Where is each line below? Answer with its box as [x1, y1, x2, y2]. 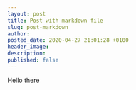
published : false [7, 57, 59, 64]
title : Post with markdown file [7, 17, 103, 24]
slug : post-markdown [7, 23, 69, 30]
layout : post [7, 10, 46, 18]
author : [7, 30, 31, 38]
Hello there [7, 76, 40, 84]
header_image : [7, 43, 50, 50]
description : [7, 50, 46, 57]
